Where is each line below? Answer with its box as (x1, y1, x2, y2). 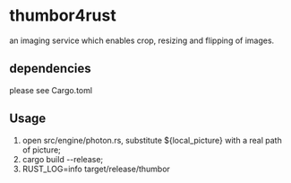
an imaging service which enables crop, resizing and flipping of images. (9, 35, 275, 46)
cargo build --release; (21, 153, 104, 164)
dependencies (9, 61, 91, 76)
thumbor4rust (9, 5, 116, 26)
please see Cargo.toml (9, 84, 92, 95)
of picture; (21, 144, 61, 155)
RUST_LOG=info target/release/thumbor (21, 163, 170, 174)
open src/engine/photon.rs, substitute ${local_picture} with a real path (21, 135, 282, 145)
